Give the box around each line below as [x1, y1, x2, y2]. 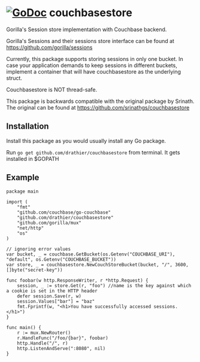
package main [6, 188, 39, 194]
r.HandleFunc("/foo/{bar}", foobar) [17, 335, 109, 341]
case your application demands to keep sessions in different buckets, [6, 62, 178, 69]
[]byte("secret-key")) [6, 267, 63, 273]
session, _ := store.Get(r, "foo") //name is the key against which [17, 282, 192, 288]
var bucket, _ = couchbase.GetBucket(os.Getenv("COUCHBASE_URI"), [6, 251, 175, 257]
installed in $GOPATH [6, 155, 59, 162]
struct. [6, 74, 23, 81]
